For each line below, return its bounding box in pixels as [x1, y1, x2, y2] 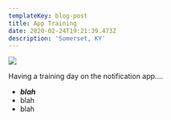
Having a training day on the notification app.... [8, 72, 163, 81]
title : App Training [8, 19, 78, 27]
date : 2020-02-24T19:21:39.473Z [8, 27, 116, 35]
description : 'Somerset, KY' [8, 34, 106, 43]
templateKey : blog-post [8, 11, 88, 20]
